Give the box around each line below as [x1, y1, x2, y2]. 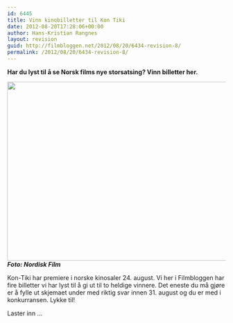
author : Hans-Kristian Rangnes [7, 29, 98, 37]
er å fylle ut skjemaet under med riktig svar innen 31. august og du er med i [7, 288, 221, 297]
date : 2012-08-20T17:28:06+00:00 [7, 23, 104, 30]
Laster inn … [7, 309, 43, 317]
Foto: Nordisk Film [7, 260, 61, 268]
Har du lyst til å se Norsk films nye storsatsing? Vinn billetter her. [7, 67, 198, 76]
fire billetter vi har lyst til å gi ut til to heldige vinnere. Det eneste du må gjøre [7, 281, 225, 289]
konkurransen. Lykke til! [7, 295, 76, 304]
